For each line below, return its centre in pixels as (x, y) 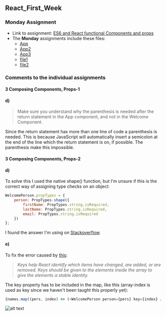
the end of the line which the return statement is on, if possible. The (74, 142)
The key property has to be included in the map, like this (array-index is (78, 285)
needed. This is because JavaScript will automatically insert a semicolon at (82, 137)
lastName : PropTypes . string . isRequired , (65, 209)
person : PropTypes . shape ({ (42, 200)
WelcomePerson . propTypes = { (35, 196)
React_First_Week (34, 8)
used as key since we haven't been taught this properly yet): (67, 290)
